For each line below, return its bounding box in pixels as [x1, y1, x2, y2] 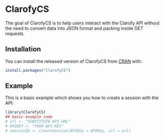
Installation [5, 45, 41, 53]
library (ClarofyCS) [5, 110, 46, 115]
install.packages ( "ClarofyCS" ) [5, 68, 71, 73]
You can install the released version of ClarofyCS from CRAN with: [5, 58, 142, 64]
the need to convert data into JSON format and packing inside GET [5, 25, 143, 31]
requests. [5, 30, 25, 36]
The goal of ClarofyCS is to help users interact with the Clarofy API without [5, 20, 160, 26]
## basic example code [5, 115, 53, 120]
